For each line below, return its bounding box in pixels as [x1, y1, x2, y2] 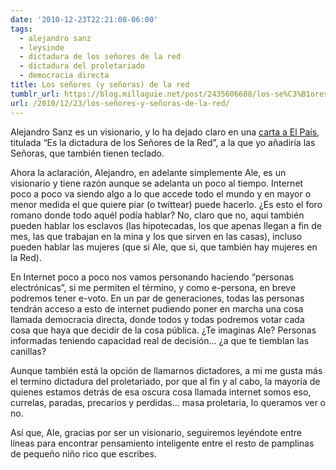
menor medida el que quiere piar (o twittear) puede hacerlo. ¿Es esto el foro [10, 198, 323, 210]
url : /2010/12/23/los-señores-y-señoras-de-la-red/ [10, 98, 230, 108]
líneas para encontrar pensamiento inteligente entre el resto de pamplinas [10, 437, 315, 449]
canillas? [10, 345, 47, 357]
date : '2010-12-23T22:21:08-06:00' [10, 14, 159, 25]
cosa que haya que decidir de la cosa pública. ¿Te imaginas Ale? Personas [10, 324, 317, 336]
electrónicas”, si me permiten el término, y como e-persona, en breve [10, 281, 297, 293]
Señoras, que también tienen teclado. [10, 147, 165, 159]
